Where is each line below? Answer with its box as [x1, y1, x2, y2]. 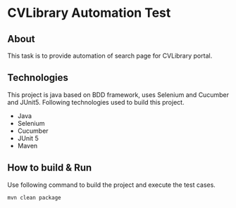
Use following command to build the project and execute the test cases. [7, 181, 216, 189]
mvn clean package [7, 194, 61, 201]
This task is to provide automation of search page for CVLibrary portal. [7, 51, 213, 60]
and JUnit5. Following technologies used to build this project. [7, 98, 185, 106]
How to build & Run [7, 162, 92, 174]
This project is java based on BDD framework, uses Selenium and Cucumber [7, 90, 229, 99]
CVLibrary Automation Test [7, 5, 171, 21]
